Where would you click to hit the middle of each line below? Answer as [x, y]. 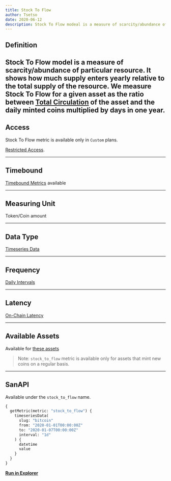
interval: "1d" [35, 435]
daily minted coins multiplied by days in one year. [85, 110]
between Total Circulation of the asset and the [80, 102]
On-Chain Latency [24, 315]
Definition [21, 45]
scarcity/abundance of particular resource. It [78, 70]
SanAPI [17, 385]
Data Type [22, 237]
